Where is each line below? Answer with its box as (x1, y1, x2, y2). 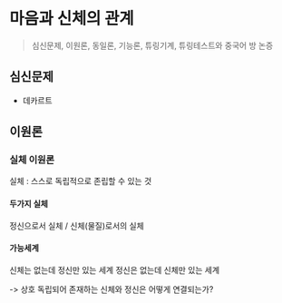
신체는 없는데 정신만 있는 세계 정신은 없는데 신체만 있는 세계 (9, 264, 220, 275)
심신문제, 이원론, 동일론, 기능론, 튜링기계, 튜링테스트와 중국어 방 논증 (31, 40, 274, 51)
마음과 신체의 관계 (9, 8, 134, 29)
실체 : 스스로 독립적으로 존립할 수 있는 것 (9, 176, 152, 187)
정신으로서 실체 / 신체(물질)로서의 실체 (9, 220, 145, 231)
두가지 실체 (9, 199, 48, 210)
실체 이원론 (9, 153, 55, 166)
